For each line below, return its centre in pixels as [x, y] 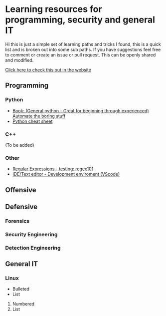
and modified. [19, 60]
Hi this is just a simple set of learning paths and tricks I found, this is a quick [83, 44]
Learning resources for [54, 9]
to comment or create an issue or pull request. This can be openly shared [81, 55]
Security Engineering [31, 234]
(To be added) [20, 145]
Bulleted [21, 289]
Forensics [17, 221]
